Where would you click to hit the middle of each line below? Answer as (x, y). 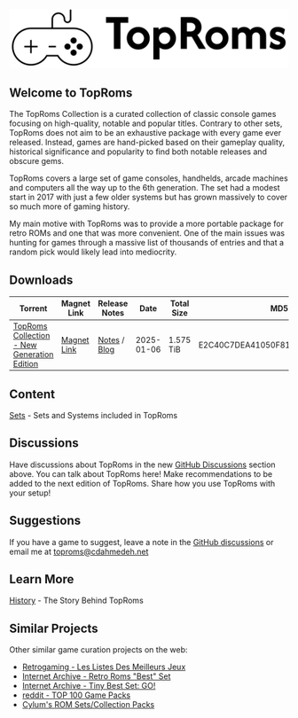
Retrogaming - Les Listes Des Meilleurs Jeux (104, 667)
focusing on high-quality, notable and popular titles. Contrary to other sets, (146, 123)
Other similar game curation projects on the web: (98, 650)
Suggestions (45, 521)
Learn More (42, 579)
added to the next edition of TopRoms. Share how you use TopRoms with (142, 483)
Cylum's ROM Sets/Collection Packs (88, 705)
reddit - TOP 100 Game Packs (76, 695)
